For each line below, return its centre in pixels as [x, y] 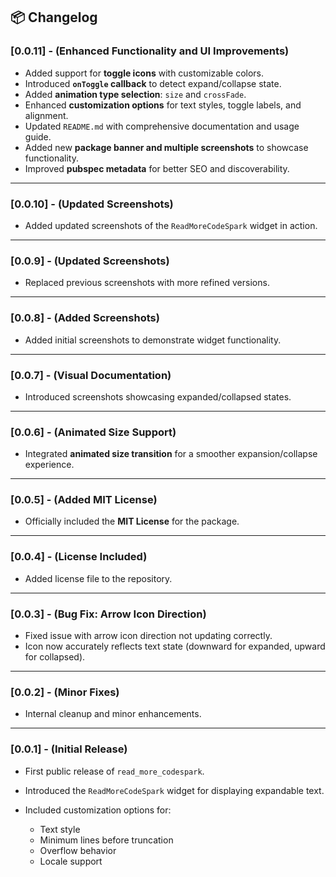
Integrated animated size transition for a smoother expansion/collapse [171, 454]
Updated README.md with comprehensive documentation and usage [162, 126]
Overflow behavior [78, 850]
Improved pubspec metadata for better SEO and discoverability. [157, 168]
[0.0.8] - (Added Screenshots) [85, 318]
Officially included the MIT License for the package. [132, 521]
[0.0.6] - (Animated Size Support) [93, 432]
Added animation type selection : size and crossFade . [135, 94]
